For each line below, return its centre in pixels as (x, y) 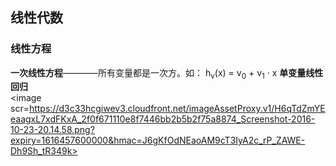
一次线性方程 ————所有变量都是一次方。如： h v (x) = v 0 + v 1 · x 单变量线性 (167, 73)
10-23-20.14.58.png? (52, 130)
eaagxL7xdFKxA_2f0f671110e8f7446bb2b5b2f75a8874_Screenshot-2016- (163, 119)
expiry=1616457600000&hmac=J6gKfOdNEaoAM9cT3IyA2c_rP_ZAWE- (158, 140)
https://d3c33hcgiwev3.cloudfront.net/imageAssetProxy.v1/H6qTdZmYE (177, 109)
